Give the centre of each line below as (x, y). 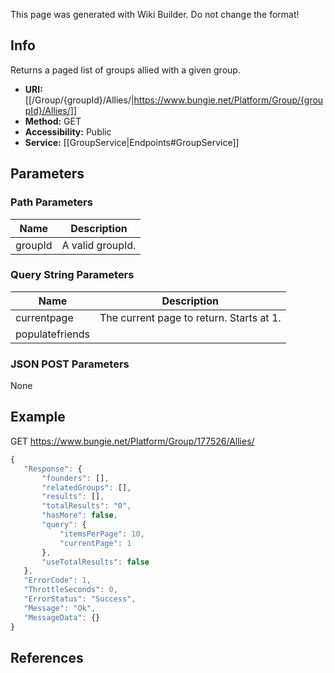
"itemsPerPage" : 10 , (102, 534)
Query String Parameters (72, 275)
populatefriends (52, 334)
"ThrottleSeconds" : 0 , (70, 590)
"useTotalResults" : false (95, 562)
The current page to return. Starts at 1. (190, 317)
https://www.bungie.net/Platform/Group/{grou (228, 100)
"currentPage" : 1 (95, 543)
